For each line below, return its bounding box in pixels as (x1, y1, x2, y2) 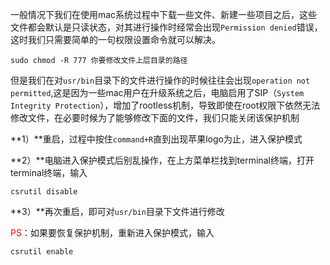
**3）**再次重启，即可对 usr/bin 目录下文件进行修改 (10, 206, 225, 217)
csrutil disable (10, 187, 78, 197)
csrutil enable (10, 247, 74, 257)
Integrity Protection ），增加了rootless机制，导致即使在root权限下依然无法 (10, 99, 321, 111)
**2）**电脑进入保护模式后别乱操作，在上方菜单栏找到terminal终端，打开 (10, 154, 315, 166)
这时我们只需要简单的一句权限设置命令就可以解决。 (10, 34, 221, 45)
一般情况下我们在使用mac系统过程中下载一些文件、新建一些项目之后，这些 (10, 9, 318, 20)
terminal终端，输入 (10, 167, 88, 178)
